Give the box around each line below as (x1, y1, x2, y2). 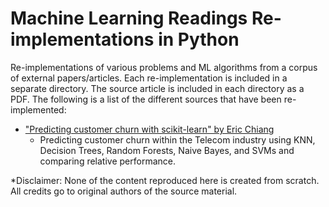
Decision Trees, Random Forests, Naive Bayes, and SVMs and (39, 144, 295, 156)
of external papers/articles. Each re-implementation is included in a (10, 72, 288, 84)
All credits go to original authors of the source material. (10, 185, 238, 197)
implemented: (10, 103, 67, 116)
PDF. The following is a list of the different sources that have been (10, 93, 282, 105)
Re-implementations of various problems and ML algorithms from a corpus (10, 61, 318, 73)
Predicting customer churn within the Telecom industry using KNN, (39, 133, 316, 146)
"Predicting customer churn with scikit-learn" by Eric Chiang (24, 123, 275, 135)
